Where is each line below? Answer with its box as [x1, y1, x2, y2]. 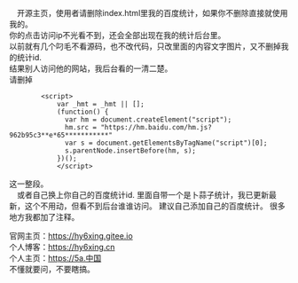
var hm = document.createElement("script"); [65, 115, 232, 124]
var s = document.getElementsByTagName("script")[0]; [65, 138, 268, 147]
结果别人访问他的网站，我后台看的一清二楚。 [9, 63, 173, 74]
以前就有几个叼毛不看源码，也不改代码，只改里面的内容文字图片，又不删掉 [9, 41, 281, 51]
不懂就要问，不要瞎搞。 [9, 264, 95, 274]
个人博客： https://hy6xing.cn [9, 242, 115, 252]
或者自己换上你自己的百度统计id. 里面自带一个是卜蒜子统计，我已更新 [17, 190, 269, 200]
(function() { [56, 107, 109, 116]
